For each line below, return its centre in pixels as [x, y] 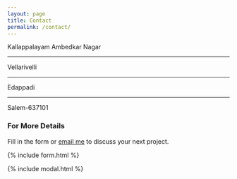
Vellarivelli [22, 67]
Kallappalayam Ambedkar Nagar [54, 47]
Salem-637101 [28, 108]
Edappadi [21, 87]
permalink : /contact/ [39, 27]
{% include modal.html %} [45, 168]
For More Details [36, 126]
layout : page [26, 14]
